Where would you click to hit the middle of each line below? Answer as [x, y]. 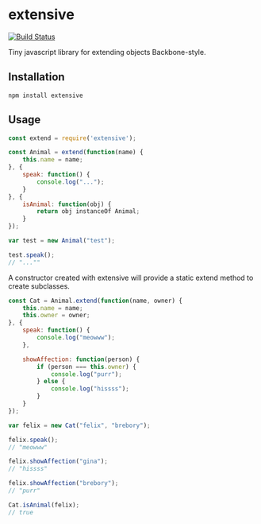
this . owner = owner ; [56, 316]
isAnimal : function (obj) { [67, 204]
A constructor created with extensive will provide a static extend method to [131, 278]
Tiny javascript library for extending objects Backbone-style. [107, 52]
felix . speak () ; [33, 440]
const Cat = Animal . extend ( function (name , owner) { [95, 301]
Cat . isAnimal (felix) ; [44, 505]
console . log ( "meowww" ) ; [76, 338]
